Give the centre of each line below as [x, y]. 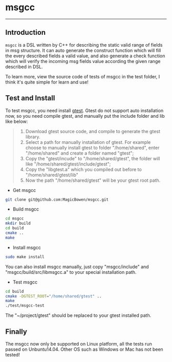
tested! [13, 355]
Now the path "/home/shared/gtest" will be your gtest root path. [93, 180]
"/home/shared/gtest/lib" [52, 175]
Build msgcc [26, 209]
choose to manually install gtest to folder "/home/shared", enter [92, 147]
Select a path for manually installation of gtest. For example [88, 142]
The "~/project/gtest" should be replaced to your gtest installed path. [78, 315]
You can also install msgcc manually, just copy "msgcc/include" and [77, 267]
